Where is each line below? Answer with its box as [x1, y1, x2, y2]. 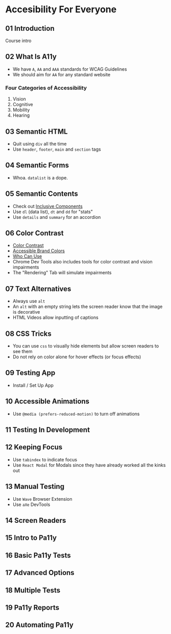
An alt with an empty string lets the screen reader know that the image [12, 303, 163, 310]
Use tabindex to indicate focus [12, 456, 78, 462]
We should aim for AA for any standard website [12, 71, 111, 77]
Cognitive [12, 101, 33, 108]
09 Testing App [5, 369, 56, 377]
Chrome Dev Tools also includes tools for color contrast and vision [12, 259, 153, 265]
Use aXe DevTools [12, 501, 51, 507]
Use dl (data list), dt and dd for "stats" [12, 209, 93, 215]
